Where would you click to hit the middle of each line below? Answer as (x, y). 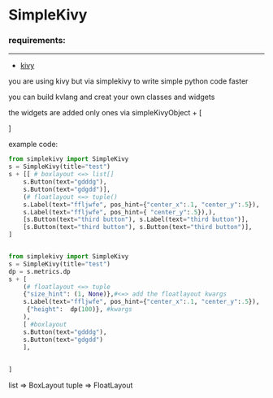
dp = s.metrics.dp (39, 271)
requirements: (37, 41)
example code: (33, 145)
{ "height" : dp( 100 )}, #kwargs (79, 309)
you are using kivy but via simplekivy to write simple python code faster (128, 81)
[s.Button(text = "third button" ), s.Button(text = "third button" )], (138, 227)
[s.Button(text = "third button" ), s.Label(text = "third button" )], (136, 220)
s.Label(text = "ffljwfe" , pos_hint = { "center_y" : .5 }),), (120, 212)
